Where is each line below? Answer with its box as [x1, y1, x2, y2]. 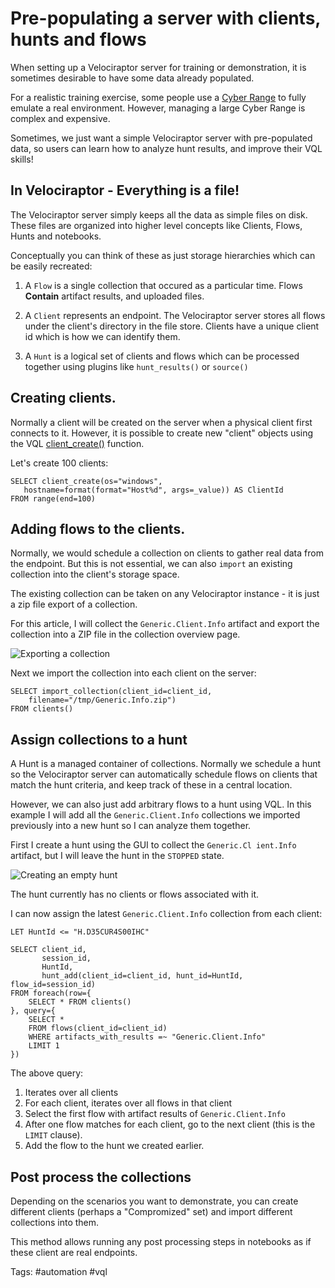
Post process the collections [10, 1168, 192, 1186]
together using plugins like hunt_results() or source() [24, 360, 249, 372]
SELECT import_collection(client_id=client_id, [10, 687, 213, 697]
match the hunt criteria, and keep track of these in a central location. [10, 779, 293, 791]
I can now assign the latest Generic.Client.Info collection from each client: [10, 908, 323, 920]
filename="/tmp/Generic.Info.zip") [28, 695, 177, 706]
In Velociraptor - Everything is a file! [10, 182, 240, 199]
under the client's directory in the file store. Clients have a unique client [24, 320, 320, 332]
